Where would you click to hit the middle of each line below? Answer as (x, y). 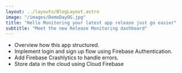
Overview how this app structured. (57, 45)
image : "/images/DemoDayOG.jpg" (46, 17)
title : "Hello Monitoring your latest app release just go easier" (91, 23)
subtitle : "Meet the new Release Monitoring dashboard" (76, 28)
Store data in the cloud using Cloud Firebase (69, 64)
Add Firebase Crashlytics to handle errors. (66, 58)
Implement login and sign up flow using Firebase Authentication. (93, 52)
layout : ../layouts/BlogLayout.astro (53, 12)
